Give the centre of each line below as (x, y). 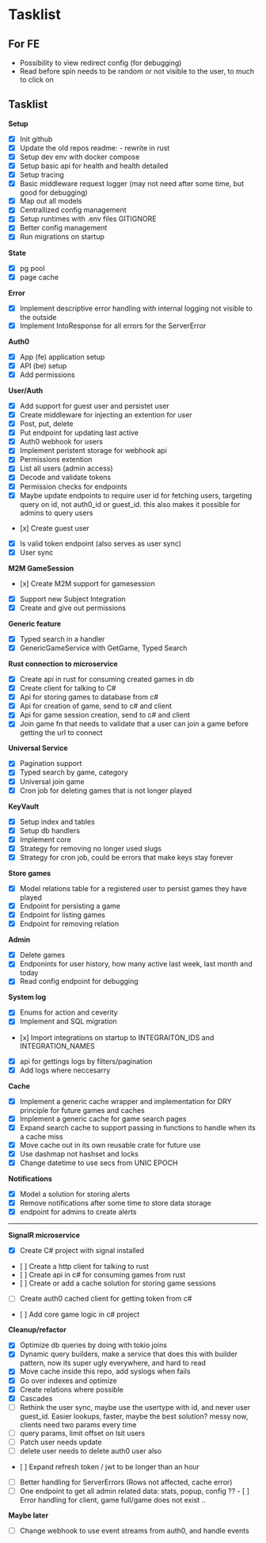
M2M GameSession (41, 568)
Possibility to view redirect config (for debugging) (101, 63)
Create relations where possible (72, 1389)
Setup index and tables (57, 821)
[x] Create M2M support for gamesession (87, 583)
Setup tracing (42, 175)
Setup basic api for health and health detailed (94, 166)
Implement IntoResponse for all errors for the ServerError (113, 326)
